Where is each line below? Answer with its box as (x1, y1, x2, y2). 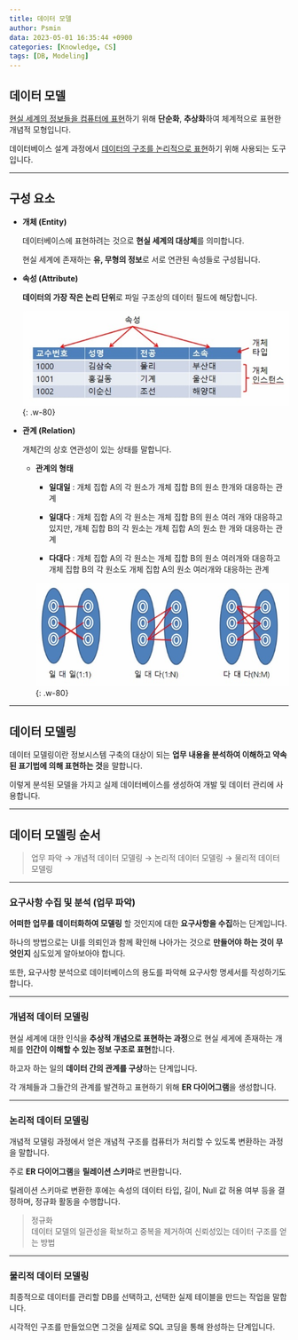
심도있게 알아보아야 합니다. (32, 948, 126, 959)
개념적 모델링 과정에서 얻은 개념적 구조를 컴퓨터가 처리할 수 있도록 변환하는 (9, 1136, 268, 1146)
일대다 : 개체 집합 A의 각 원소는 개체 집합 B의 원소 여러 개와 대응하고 (48, 511, 284, 522)
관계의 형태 (35, 463, 74, 473)
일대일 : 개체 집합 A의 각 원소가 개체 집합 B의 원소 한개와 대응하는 (48, 481, 274, 492)
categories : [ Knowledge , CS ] (9, 43, 117, 52)
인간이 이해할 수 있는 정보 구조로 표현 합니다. (25, 1043, 176, 1054)
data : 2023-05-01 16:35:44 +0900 (9, 33, 133, 42)
